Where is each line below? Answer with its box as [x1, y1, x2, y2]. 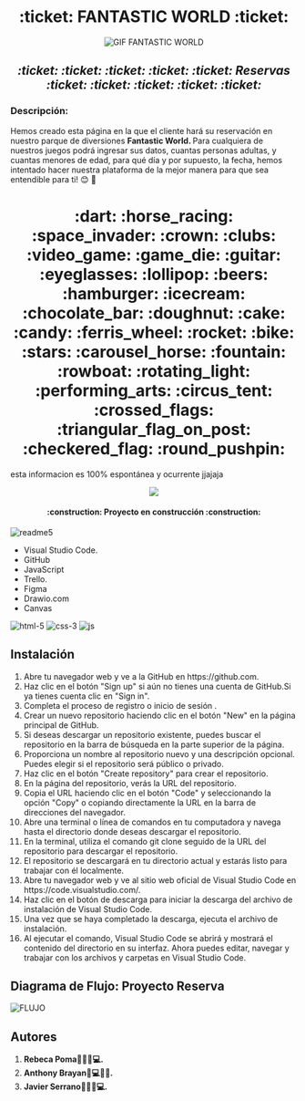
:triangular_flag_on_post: [56, 419, 251, 440]
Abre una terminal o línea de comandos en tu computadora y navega [23, 816, 281, 827]
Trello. [23, 573, 48, 585]
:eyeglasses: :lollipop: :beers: [39, 264, 269, 285]
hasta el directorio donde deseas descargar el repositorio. [23, 826, 242, 836]
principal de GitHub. [23, 719, 99, 731]
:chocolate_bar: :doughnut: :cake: [22, 303, 286, 323]
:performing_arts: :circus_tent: [35, 380, 273, 400]
